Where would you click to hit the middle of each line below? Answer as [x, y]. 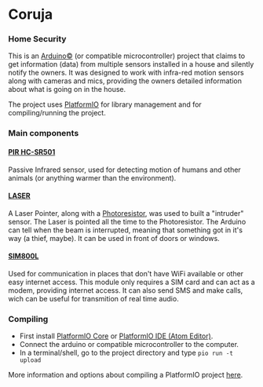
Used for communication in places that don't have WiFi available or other [126, 274]
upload [30, 360]
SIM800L [24, 256]
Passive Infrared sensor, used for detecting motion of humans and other [124, 170]
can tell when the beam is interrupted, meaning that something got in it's [126, 230]
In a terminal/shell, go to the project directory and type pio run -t [126, 353]
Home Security [37, 39]
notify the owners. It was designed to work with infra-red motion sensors [126, 73]
